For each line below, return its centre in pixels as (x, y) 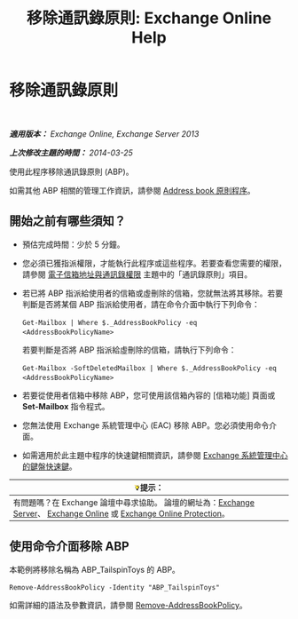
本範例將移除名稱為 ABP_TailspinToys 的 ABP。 (94, 569)
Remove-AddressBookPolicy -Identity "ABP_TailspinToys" (114, 587)
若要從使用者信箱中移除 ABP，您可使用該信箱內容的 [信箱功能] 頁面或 (149, 395)
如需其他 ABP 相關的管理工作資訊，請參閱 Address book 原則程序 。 (132, 190)
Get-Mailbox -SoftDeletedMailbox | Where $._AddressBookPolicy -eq (149, 368)
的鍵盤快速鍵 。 (49, 466)
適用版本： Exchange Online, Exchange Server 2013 (104, 133)
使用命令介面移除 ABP (70, 547)
